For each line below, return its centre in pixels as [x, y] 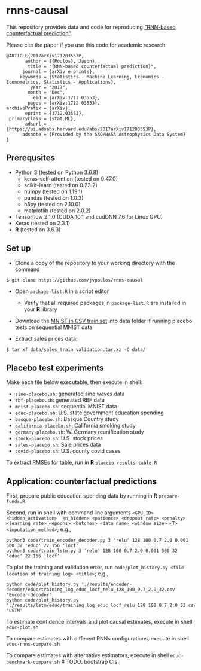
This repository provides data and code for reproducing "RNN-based [91, 27]
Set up [19, 248]
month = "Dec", [47, 92]
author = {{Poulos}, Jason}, [61, 61]
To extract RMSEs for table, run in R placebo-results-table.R [82, 463]
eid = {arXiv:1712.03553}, [66, 97]
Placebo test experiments [55, 367]
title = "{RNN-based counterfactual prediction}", [92, 66]
